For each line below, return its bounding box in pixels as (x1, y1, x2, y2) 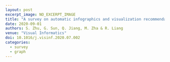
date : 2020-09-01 (5, 21, 42, 26)
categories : (5, 40, 30, 45)
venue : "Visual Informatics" (5, 30, 67, 35)
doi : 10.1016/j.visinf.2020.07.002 (5, 35, 80, 40)
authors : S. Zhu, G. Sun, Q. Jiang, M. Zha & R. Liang (5, 26, 123, 31)
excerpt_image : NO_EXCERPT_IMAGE (5, 12, 76, 17)
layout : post (5, 7, 33, 12)
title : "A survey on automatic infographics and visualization (5, 16, 142, 21)
